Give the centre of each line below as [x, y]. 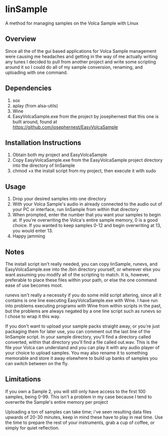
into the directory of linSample [44, 166]
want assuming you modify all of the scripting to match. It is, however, [77, 275]
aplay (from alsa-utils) [35, 105]
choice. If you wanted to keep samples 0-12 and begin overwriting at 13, [87, 226]
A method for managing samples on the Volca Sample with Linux [72, 23]
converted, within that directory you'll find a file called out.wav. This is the [81, 342]
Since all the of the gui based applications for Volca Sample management [81, 51]
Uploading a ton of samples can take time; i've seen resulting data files [78, 412]
